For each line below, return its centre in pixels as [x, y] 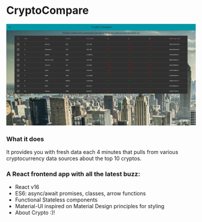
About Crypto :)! [35, 213]
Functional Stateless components [56, 200]
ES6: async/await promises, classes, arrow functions [80, 194]
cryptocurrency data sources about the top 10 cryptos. [74, 158]
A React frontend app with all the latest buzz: [73, 174]
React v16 [27, 187]
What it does [25, 139]
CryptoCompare [47, 11]
